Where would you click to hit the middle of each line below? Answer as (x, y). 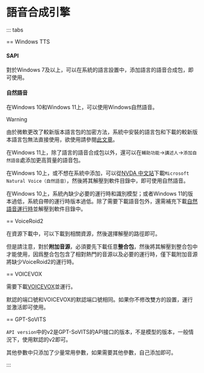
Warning (17, 119)
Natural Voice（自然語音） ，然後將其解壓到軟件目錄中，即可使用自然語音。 (98, 181)
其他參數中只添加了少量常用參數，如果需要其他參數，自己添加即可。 (91, 353)
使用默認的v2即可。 (47, 339)
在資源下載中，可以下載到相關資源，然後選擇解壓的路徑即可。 (83, 234)
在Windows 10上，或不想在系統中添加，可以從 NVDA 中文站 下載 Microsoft (98, 173)
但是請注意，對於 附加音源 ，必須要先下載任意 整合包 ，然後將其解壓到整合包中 (102, 247)
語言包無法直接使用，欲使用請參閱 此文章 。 (65, 140)
